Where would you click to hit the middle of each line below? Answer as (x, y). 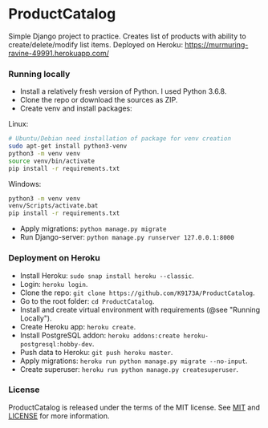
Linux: (18, 124)
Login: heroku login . (54, 284)
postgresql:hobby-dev (56, 344)
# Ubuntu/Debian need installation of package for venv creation (120, 139)
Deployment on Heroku (54, 258)
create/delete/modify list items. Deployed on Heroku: (95, 44)
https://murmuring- (216, 44)
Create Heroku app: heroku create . (78, 326)
